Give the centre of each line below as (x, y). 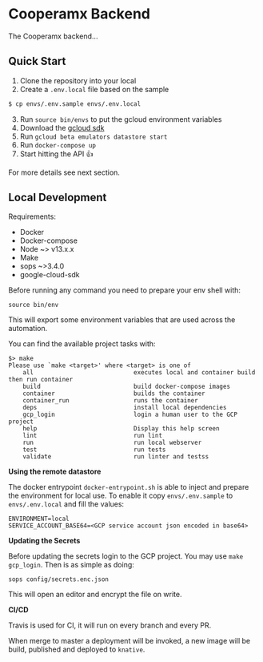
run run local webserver (112, 443)
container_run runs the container (110, 401)
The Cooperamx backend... (53, 36)
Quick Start (37, 61)
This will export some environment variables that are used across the (122, 320)
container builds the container (114, 394)
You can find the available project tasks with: (82, 344)
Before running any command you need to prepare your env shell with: (125, 290)
